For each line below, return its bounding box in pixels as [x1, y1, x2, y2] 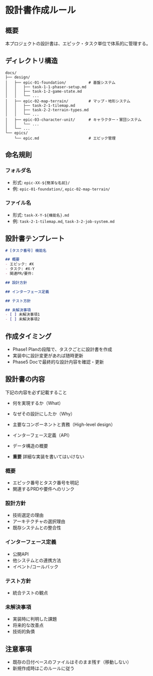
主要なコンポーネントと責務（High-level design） [12, 421, 116, 427]
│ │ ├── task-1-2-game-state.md [5, 89, 82, 94]
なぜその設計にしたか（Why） [12, 411, 75, 417]
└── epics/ [5, 130, 28, 135]
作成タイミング [5, 332, 52, 340]
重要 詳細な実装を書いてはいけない [12, 454, 85, 460]
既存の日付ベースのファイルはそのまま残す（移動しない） [12, 659, 132, 665]
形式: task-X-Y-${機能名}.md [12, 212, 69, 218]
